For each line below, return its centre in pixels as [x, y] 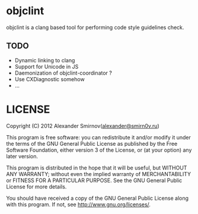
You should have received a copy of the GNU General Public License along [97, 198]
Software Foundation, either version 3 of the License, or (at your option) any [99, 150]
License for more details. [36, 186]
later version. [22, 156]
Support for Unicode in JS [47, 66]
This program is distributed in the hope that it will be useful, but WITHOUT [97, 168]
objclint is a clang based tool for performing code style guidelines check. [95, 27]
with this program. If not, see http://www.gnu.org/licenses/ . [79, 204]
